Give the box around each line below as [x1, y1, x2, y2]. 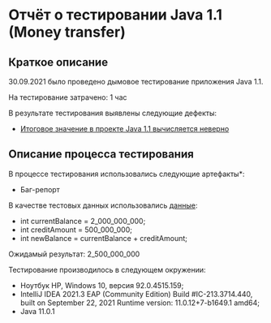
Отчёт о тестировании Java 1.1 [8, 6, 223, 24]
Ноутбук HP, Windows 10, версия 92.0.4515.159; [19, 280, 184, 290]
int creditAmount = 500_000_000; [19, 225, 132, 235]
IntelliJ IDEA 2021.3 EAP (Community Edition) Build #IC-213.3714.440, [19, 289, 253, 299]
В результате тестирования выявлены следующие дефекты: [8, 108, 217, 118]
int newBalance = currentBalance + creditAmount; [19, 233, 188, 243]
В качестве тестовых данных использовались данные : [8, 200, 198, 210]
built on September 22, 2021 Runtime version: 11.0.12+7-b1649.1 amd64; [19, 298, 260, 308]
